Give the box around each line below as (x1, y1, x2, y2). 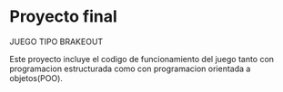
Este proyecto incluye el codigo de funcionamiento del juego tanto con (9, 53, 275, 64)
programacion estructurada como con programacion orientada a (9, 63, 251, 74)
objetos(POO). (9, 72, 64, 83)
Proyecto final (9, 6, 118, 27)
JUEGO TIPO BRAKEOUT (9, 36, 104, 47)
